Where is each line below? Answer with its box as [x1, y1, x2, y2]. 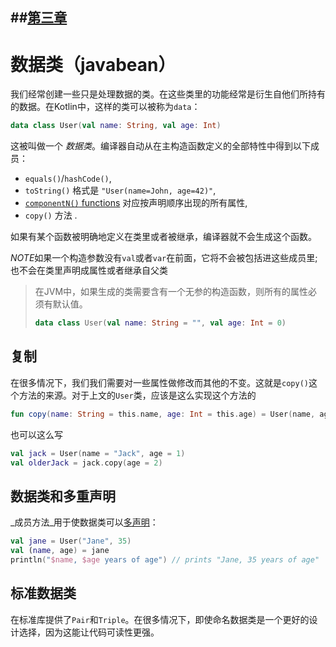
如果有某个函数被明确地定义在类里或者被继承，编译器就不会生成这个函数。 [10, 231, 317, 243]
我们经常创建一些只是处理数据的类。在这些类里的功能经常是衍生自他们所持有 [10, 88, 326, 100]
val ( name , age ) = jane [10, 546, 110, 556]
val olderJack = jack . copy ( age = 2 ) [10, 458, 163, 468]
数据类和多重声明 [10, 488, 116, 505]
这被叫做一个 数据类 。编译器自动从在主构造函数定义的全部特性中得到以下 [10, 140, 311, 152]
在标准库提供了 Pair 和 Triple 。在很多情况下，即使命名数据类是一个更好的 [10, 613, 310, 625]
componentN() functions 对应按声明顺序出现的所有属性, [24, 197, 248, 209]
